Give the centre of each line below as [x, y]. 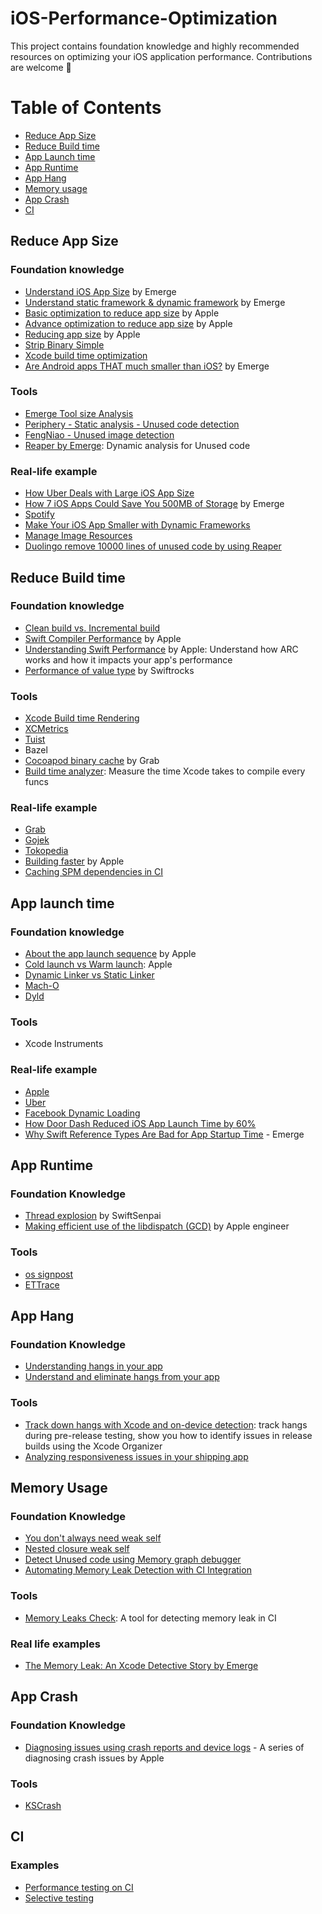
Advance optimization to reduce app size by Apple [128, 323]
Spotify [39, 514]
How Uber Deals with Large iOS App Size [109, 493]
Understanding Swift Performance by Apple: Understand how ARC [161, 649]
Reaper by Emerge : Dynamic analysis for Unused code [137, 445]
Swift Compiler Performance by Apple [103, 638]
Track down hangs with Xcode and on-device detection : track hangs [166, 1424]
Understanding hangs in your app [93, 1366]
